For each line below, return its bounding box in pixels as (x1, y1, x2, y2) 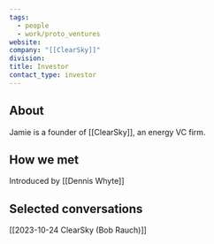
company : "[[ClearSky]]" (9, 46, 101, 55)
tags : (9, 12, 29, 22)
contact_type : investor (9, 71, 97, 80)
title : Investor (9, 63, 69, 72)
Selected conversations (9, 201, 143, 217)
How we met (9, 152, 80, 167)
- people (17, 21, 50, 30)
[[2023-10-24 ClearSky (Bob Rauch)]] (9, 225, 148, 235)
